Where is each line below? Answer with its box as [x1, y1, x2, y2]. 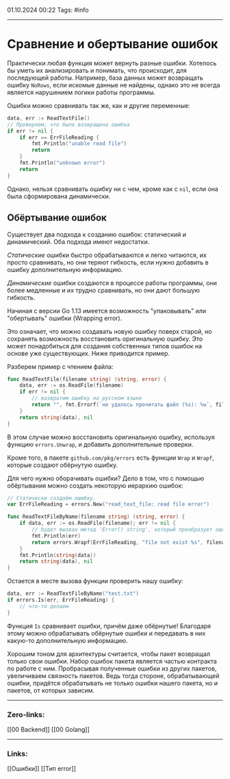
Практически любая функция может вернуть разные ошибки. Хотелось [7, 58, 217, 67]
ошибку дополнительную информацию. [7, 265, 123, 273]
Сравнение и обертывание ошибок [7, 36, 218, 52]
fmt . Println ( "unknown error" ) [19, 159, 106, 167]
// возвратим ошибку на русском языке [31, 395, 142, 402]
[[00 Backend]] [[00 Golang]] [7, 725, 90, 734]
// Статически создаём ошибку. [7, 495, 97, 501]
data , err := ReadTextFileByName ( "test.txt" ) [7, 590, 139, 597]
